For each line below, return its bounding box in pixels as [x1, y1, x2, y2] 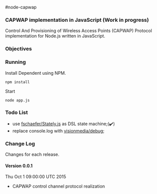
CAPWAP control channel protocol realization [12, 183, 105, 190]
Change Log [5, 140, 35, 147]
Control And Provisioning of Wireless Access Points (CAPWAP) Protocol [5, 28, 153, 34]
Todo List [5, 109, 28, 116]
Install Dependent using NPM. [5, 70, 66, 76]
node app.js [5, 97, 30, 103]
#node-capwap [5, 4, 37, 10]
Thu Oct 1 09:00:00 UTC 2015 [5, 174, 66, 180]
